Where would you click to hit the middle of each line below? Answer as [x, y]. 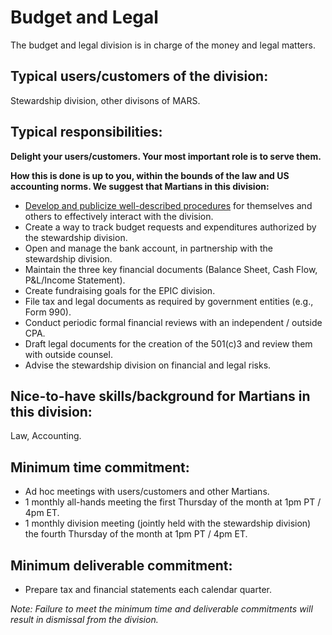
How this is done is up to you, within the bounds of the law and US [150, 175]
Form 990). [48, 312]
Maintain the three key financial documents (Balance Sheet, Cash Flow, [171, 269]
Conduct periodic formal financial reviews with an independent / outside [173, 322]
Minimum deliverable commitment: [121, 565]
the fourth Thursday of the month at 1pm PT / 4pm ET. [136, 534]
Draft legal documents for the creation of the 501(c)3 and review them [168, 343]
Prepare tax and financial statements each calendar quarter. [148, 589]
